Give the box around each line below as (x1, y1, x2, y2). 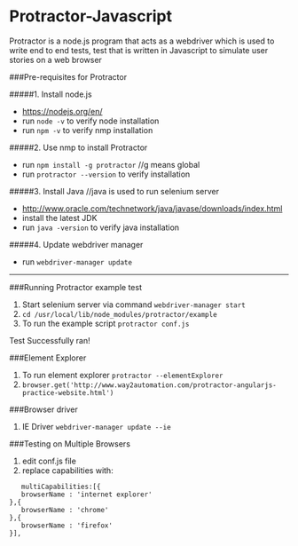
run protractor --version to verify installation (21, 169, 191, 179)
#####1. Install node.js (9, 89, 92, 99)
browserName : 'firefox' (20, 521, 114, 530)
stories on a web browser (9, 54, 102, 65)
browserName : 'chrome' (20, 505, 109, 514)
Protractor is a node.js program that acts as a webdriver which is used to (9, 36, 275, 46)
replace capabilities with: (21, 464, 114, 476)
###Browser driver (9, 404, 78, 415)
